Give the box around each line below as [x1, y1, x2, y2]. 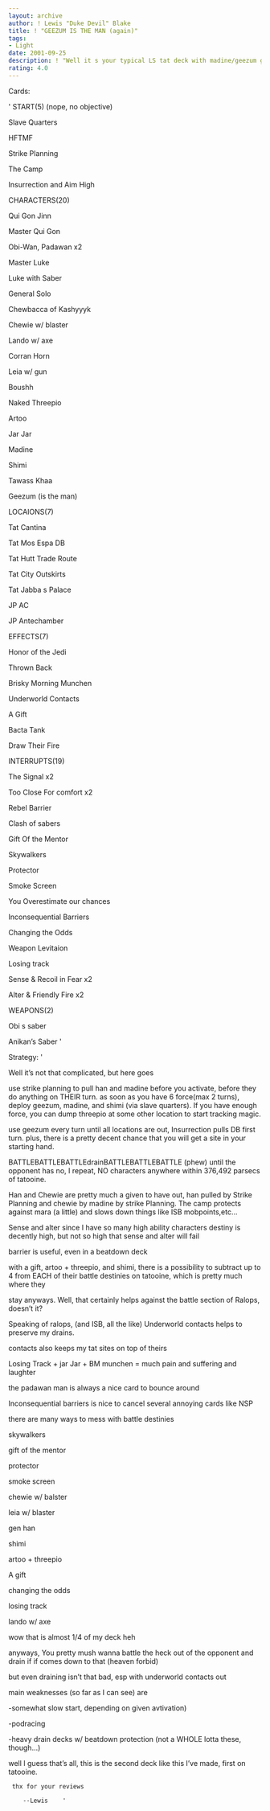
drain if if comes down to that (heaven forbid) [8, 1656, 159, 1665]
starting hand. [8, 1141, 55, 1151]
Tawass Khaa [8, 475, 53, 485]
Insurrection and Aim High [8, 179, 95, 189]
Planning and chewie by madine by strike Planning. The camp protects [8, 1198, 242, 1208]
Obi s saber [8, 1020, 47, 1030]
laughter [8, 1367, 36, 1377]
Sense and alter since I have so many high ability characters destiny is [8, 1222, 241, 1232]
